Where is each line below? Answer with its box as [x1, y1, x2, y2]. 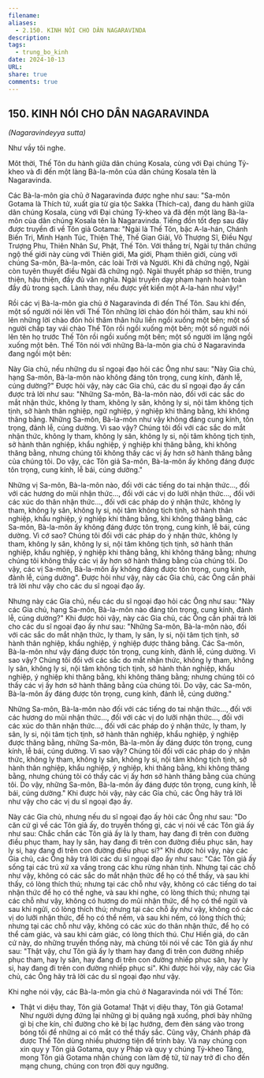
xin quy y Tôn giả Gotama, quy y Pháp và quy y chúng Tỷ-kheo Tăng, [19, 1045, 244, 1054]
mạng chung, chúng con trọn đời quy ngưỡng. [19, 1061, 169, 1071]
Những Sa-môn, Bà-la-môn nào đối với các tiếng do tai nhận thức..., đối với [8, 705, 252, 714]
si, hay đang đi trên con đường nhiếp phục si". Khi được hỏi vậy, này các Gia [8, 963, 255, 973]
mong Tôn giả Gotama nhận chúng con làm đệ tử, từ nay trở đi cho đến [19, 1053, 250, 1062]
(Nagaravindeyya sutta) [8, 128, 87, 138]
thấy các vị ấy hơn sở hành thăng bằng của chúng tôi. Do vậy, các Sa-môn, [8, 681, 252, 690]
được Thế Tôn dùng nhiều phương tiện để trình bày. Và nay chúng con [19, 1036, 247, 1046]
